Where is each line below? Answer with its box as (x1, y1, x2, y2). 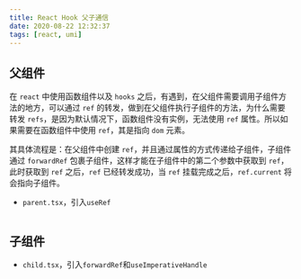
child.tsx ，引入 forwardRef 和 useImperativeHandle (22, 259, 208, 270)
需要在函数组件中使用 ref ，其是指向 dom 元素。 (16, 125, 190, 136)
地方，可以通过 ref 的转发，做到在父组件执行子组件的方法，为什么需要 (24, 103, 286, 113)
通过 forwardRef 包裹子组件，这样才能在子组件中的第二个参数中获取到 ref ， (9, 155, 289, 166)
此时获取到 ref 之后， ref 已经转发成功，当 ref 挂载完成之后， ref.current (9, 166, 282, 177)
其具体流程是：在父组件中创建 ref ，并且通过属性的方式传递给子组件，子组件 (9, 144, 292, 155)
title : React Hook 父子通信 (9, 13, 110, 22)
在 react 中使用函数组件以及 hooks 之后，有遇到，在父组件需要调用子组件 (9, 91, 279, 102)
